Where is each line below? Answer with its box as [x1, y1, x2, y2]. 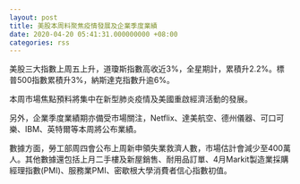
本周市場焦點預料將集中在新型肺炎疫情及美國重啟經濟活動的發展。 [9, 94, 253, 105]
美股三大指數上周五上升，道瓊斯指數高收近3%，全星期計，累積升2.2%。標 [9, 63, 285, 74]
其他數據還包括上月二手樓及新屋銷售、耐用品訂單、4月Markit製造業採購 [24, 154, 289, 165]
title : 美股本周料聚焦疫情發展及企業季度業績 [9, 21, 159, 30]
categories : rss [9, 38, 70, 47]
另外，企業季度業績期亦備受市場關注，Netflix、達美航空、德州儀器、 [9, 113, 261, 123]
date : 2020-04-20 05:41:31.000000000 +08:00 [9, 29, 178, 38]
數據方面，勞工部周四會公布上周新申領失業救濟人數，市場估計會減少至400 [9, 143, 284, 154]
